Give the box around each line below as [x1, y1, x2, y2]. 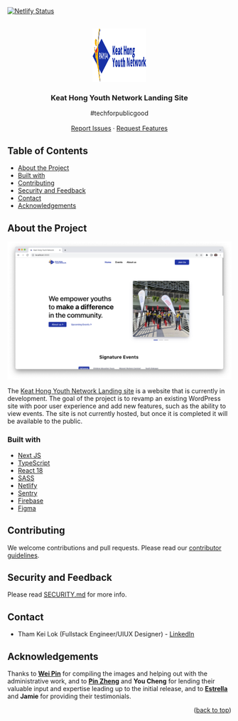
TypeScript [17, 459, 50, 467]
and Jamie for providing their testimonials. [7, 692, 131, 700]
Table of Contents [7, 144, 89, 156]
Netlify [17, 481, 38, 490]
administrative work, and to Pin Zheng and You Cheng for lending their [7, 677, 215, 685]
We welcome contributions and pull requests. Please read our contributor [7, 543, 222, 552]
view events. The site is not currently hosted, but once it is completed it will [7, 410, 228, 418]
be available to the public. [7, 417, 83, 426]
